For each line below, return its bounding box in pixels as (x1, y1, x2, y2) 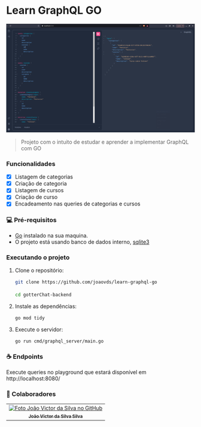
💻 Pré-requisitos (6, 216, 57, 225)
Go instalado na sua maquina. (14, 232, 89, 239)
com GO (20, 144, 42, 152)
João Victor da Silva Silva (28, 413, 83, 419)
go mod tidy (14, 315, 45, 321)
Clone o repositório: (14, 267, 64, 274)
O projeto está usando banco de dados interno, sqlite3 (14, 238, 150, 246)
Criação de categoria (14, 180, 67, 187)
